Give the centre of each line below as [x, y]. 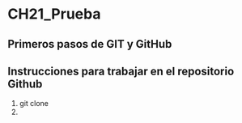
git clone [34, 104]
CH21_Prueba [54, 14]
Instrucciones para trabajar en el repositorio [121, 71]
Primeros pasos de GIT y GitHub [90, 44]
